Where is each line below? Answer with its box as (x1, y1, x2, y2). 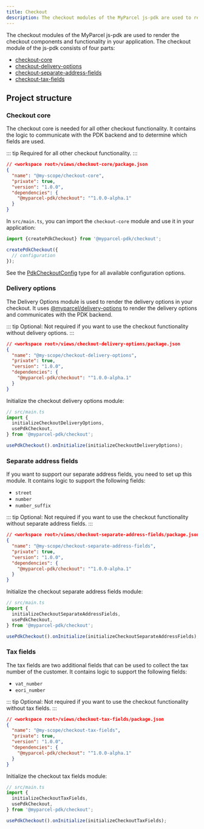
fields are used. (6, 138, 46, 145)
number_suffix (15, 503, 51, 509)
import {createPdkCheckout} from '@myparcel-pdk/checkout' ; (6, 236, 162, 242)
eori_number (15, 687, 46, 693)
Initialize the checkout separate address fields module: (6, 588, 143, 596)
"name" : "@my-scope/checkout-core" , (12, 173, 104, 179)
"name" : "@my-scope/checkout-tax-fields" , (12, 728, 121, 734)
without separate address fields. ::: (6, 520, 93, 528)
